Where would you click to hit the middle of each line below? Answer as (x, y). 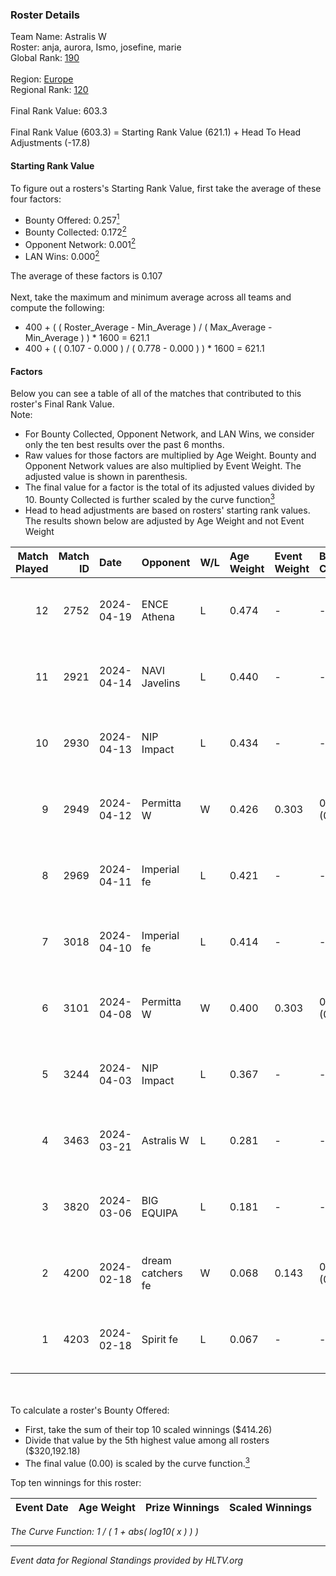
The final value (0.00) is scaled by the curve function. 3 (137, 1462)
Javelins (161, 683)
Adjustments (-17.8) (50, 143)
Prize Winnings (182, 1507)
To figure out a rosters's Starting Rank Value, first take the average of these (166, 188)
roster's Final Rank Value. (62, 404)
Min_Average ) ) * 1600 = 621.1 (87, 338)
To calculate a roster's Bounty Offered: (90, 1410)
